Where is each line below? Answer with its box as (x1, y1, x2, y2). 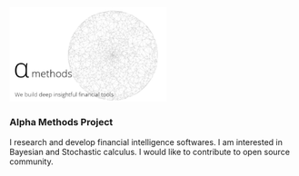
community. (9, 156, 54, 167)
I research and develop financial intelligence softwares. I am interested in (9, 136, 284, 147)
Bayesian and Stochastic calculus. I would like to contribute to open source (9, 146, 291, 157)
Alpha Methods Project (9, 116, 114, 129)
